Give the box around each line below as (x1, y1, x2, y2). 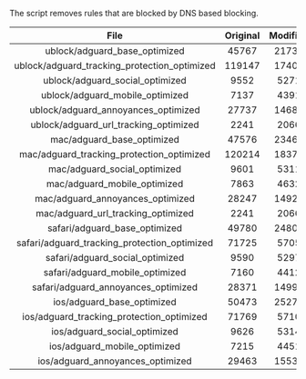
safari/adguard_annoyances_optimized (31, 281, 199, 294)
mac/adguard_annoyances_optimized (35, 193, 196, 204)
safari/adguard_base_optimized (46, 222, 183, 234)
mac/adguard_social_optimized (48, 163, 182, 175)
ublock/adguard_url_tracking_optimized (30, 118, 199, 131)
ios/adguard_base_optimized (53, 295, 177, 308)
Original (224, 29, 260, 42)
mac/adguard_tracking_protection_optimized (19, 148, 211, 160)
